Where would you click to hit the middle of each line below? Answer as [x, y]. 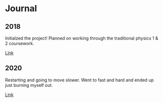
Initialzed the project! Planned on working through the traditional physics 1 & [81, 38]
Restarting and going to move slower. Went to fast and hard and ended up [80, 80]
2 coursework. [20, 43]
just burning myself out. [29, 85]
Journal [21, 9]
